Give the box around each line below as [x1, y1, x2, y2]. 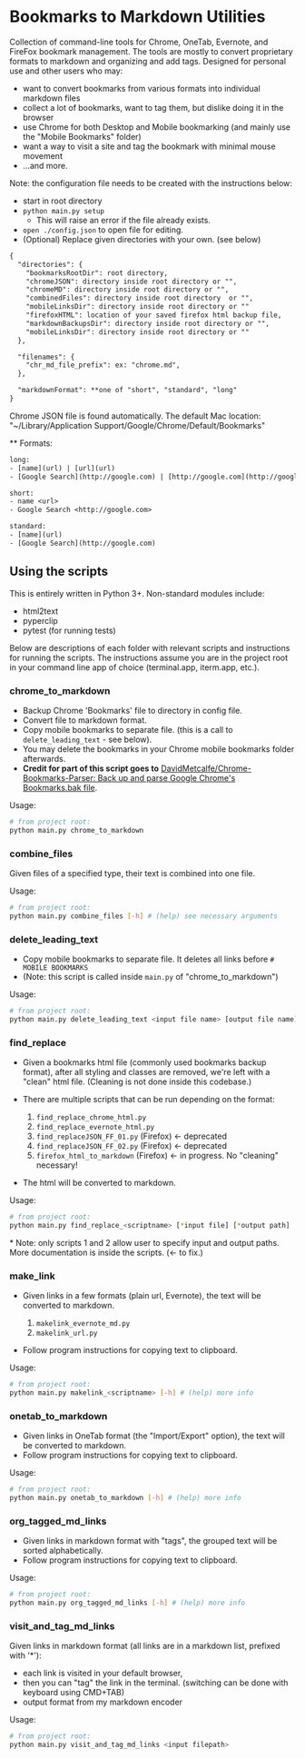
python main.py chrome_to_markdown [9, 825, 144, 835]
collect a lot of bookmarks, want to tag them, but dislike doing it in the [22, 102, 284, 113]
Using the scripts [9, 564, 109, 579]
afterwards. [22, 753, 66, 764]
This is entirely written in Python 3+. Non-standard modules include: [9, 588, 265, 598]
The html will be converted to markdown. [22, 1178, 176, 1189]
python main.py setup [22, 206, 104, 215]
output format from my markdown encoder [22, 1696, 183, 1708]
